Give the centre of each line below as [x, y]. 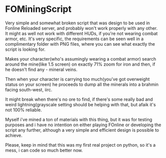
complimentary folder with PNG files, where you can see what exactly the [80, 44]
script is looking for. [25, 49]
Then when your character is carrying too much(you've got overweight [78, 79]
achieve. [14, 135]
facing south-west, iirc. [29, 89]
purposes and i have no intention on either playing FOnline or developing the [83, 125]
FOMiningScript [38, 9]
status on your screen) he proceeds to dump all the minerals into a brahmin [82, 84]
